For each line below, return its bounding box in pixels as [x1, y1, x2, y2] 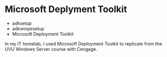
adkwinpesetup [12, 25, 45, 31]
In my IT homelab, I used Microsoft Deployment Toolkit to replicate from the [5, 40, 162, 46]
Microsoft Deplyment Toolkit [5, 4, 128, 15]
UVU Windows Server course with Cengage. [5, 46, 97, 52]
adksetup [12, 20, 32, 26]
